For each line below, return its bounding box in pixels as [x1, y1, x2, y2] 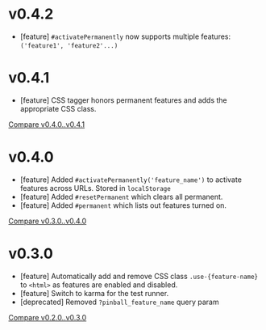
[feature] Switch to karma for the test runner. [19, 288, 169, 298]
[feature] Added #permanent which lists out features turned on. [19, 200, 227, 210]
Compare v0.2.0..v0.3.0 [8, 312, 87, 322]
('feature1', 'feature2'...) [19, 41, 118, 49]
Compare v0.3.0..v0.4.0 [8, 216, 87, 226]
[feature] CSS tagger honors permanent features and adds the [19, 95, 227, 105]
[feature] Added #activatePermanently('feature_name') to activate [19, 175, 242, 184]
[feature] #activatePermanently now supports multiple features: [19, 32, 231, 41]
